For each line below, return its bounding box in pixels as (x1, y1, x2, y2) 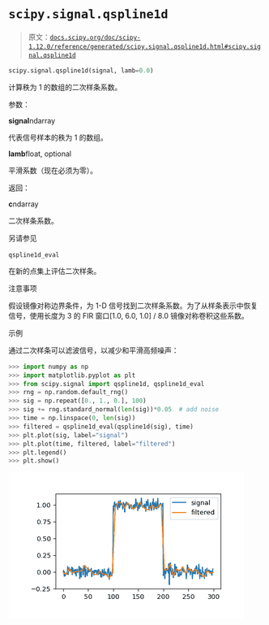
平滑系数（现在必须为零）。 (8, 165, 97, 175)
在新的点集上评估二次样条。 (8, 266, 101, 276)
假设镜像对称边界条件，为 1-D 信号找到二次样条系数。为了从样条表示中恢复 (8, 301, 258, 310)
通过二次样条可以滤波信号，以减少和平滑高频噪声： (8, 345, 179, 355)
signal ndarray (8, 115, 56, 125)
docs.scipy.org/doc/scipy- (49, 33, 141, 41)
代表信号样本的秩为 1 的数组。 (8, 132, 108, 142)
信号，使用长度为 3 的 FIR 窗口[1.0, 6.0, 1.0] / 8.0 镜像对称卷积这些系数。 (8, 310, 249, 320)
